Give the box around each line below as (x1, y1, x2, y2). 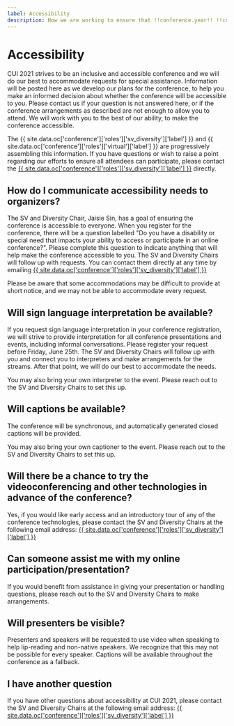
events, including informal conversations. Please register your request (7, 340, 208, 349)
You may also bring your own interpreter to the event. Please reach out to (7, 376, 218, 384)
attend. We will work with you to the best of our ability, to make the (7, 114, 199, 123)
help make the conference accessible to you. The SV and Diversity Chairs (7, 251, 219, 260)
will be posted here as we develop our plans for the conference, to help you (7, 84, 224, 93)
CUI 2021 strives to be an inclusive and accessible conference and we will (7, 70, 219, 78)
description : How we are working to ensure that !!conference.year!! (7, 17, 214, 24)
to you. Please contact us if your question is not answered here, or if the (7, 99, 214, 108)
